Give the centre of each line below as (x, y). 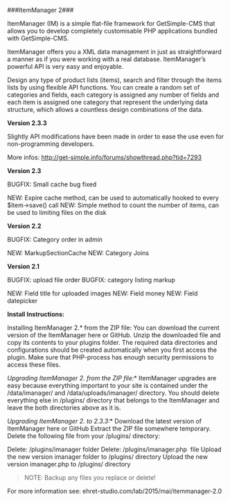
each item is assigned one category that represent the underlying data (108, 102)
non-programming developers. (51, 144)
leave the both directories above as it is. (64, 407)
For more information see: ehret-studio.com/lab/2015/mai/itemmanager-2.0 (115, 491)
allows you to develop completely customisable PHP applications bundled (112, 31)
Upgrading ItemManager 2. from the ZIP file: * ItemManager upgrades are (112, 378)
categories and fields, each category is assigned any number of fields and (113, 95)
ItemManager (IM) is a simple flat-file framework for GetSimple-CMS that (111, 23)
